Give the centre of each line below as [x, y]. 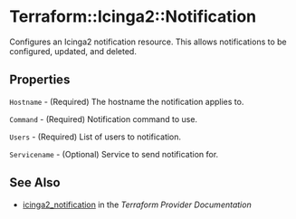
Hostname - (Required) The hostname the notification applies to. [127, 101]
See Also [35, 183]
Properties [40, 80]
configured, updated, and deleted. [73, 51]
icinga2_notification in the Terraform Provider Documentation [137, 205]
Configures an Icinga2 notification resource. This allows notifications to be [148, 42]
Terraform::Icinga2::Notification [133, 17]
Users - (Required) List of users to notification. [95, 137]
